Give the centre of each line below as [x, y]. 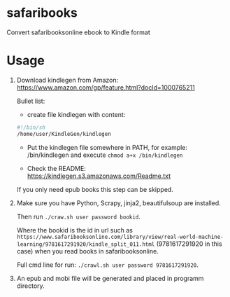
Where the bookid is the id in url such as [75, 230]
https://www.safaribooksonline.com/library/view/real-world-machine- [120, 237]
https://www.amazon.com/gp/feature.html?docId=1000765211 [106, 87]
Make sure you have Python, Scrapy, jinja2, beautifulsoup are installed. [118, 203]
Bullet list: [31, 101]
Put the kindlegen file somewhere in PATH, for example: [107, 147]
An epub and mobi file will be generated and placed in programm [110, 278]
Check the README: [57, 168]
